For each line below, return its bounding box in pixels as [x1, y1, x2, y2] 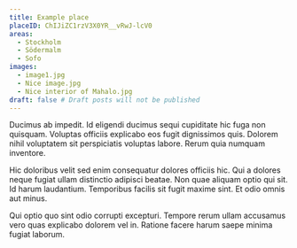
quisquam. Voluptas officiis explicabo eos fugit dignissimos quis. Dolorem [9, 129, 279, 140]
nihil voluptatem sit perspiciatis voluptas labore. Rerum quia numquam [9, 138, 266, 149]
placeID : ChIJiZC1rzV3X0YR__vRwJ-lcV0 [9, 21, 152, 30]
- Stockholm [17, 37, 62, 47]
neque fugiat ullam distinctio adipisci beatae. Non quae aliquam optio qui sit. [9, 174, 288, 185]
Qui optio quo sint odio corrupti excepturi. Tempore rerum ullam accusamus [9, 210, 286, 221]
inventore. [9, 148, 46, 159]
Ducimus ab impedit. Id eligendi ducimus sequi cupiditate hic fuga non [9, 120, 266, 130]
